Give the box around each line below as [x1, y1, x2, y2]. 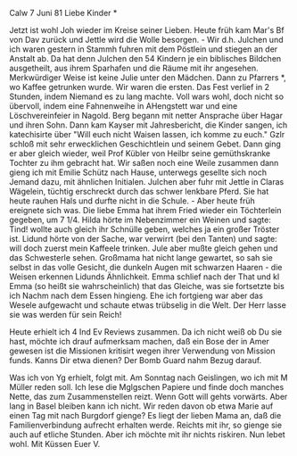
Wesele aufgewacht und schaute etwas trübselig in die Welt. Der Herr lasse [9, 300, 287, 311]
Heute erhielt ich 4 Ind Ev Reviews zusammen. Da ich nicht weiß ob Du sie [9, 327, 283, 337]
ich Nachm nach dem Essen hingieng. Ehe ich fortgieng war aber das [9, 290, 263, 301]
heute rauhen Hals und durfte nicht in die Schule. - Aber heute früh [9, 195, 256, 206]
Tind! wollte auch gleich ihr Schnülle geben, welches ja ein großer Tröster [9, 224, 280, 235]
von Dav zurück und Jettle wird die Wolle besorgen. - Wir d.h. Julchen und [9, 35, 284, 45]
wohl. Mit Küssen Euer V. [9, 439, 101, 449]
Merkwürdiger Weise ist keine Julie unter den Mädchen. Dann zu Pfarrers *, [9, 72, 287, 83]
